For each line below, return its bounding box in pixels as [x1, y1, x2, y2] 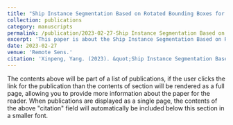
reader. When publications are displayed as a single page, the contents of [7, 97, 218, 105]
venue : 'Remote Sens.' [7, 49, 73, 56]
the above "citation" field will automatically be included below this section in [7, 103, 225, 112]
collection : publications [7, 17, 82, 24]
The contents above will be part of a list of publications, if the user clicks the [7, 74, 225, 83]
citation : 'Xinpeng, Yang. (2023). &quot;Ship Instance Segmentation [7, 56, 213, 62]
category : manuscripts [7, 23, 73, 30]
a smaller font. [7, 111, 49, 119]
